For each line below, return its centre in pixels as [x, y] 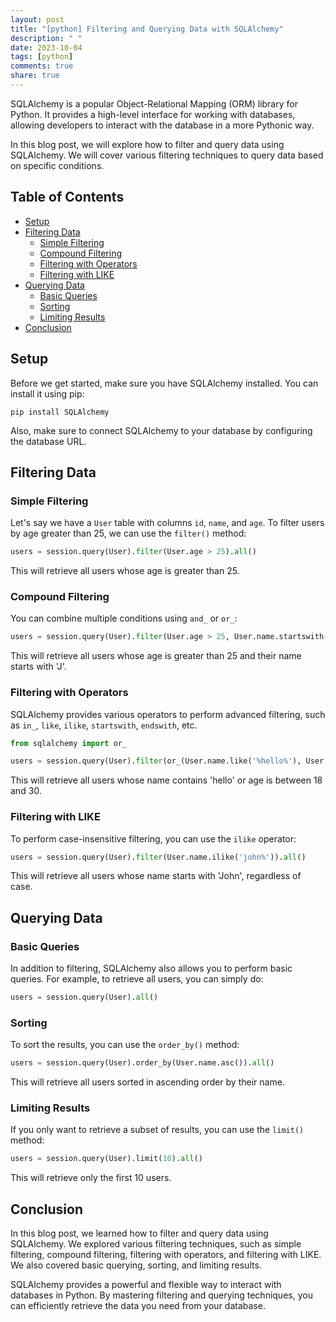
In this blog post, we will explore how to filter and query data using [147, 144]
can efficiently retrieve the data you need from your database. [138, 1306]
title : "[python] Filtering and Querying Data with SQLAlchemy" [147, 29]
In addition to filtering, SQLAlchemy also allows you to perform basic [151, 968]
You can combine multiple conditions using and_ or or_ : [124, 618]
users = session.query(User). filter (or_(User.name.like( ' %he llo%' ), [156, 761]
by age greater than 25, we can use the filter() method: [128, 533]
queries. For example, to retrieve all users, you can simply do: [137, 979]
